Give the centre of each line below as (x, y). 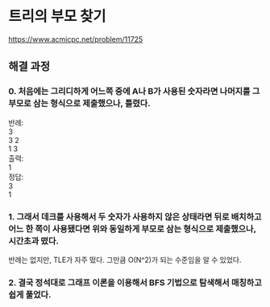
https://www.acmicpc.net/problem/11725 (76, 39)
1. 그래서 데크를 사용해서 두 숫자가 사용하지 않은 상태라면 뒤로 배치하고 (135, 216)
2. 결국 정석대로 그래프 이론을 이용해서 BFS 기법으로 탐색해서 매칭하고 (135, 282)
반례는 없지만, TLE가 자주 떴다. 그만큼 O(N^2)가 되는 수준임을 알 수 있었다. (125, 260)
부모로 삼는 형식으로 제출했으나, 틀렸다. (79, 104)
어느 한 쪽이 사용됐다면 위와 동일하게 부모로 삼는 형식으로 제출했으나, (132, 228)
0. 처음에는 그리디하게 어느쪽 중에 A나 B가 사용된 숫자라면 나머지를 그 (134, 92)
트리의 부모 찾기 (57, 16)
